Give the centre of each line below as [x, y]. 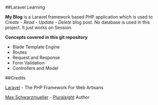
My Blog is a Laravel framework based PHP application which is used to [79, 17]
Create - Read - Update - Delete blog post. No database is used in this [78, 22]
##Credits [15, 78]
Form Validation [28, 63]
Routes [20, 52]
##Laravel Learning [25, 7]
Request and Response [36, 57]
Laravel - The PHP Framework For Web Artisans [54, 87]
